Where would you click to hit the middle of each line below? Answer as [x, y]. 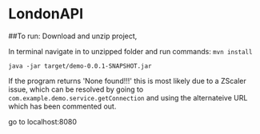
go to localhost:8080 [43, 121]
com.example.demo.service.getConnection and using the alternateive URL [128, 97]
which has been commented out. [62, 106]
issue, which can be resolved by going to [76, 89]
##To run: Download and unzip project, [73, 36]
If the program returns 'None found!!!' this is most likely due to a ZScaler [127, 81]
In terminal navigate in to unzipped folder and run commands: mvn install [130, 51]
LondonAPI [46, 14]
